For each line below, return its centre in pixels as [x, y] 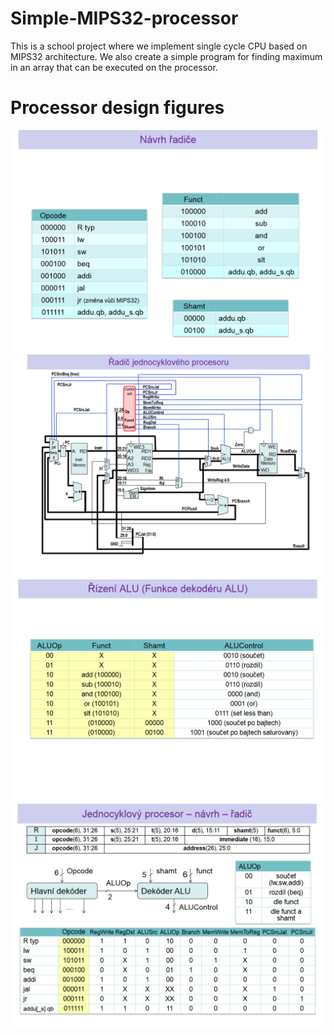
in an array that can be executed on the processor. [114, 67]
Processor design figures [117, 108]
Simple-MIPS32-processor [124, 18]
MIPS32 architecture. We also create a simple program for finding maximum [166, 56]
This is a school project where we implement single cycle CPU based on [159, 46]
